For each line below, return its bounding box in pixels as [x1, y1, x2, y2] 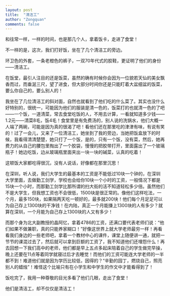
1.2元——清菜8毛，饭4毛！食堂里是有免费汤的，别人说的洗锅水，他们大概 [5, 117, 158, 123]
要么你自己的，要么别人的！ [5, 87, 63, 94]
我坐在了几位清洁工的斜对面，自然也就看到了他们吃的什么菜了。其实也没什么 [5, 98, 165, 105]
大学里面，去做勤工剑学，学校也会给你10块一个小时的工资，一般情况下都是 [5, 177, 161, 183]
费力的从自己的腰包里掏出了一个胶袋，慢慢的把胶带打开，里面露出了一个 [5, 143, 156, 149]
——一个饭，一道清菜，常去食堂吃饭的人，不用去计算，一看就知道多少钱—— [5, 111, 165, 117]
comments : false [5, 21, 39, 27]
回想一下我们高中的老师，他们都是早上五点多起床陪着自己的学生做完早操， [9, 245, 165, 251]
